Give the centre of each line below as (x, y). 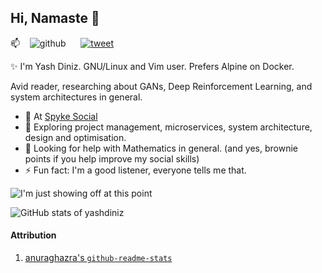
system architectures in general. (76, 97)
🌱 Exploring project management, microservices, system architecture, (168, 127)
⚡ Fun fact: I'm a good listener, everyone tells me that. (135, 170)
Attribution (33, 235)
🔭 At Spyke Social (61, 116)
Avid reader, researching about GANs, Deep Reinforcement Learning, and (161, 86)
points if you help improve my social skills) (112, 158)
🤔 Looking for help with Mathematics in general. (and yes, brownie (161, 148)
